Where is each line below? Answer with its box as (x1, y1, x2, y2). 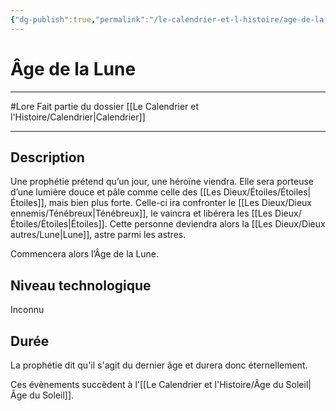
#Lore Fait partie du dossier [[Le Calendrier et (10, 100, 200, 112)
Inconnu (10, 304, 45, 316)
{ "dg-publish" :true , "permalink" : (10, 14, 150, 25)
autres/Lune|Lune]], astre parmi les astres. (10, 229, 187, 241)
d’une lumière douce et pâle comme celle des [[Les (10, 186, 222, 198)
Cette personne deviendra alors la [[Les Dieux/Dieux (109, 218, 326, 230)
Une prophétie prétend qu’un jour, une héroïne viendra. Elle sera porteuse (10, 176, 315, 188)
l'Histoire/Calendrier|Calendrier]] (10, 111, 146, 123)
